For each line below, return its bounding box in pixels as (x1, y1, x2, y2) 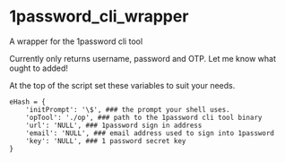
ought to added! (9, 63, 69, 73)
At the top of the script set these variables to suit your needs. (9, 80, 236, 90)
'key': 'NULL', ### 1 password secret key (25, 136, 186, 145)
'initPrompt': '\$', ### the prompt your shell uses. (25, 105, 230, 114)
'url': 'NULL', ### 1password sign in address (25, 121, 203, 130)
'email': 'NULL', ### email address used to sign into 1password (25, 128, 275, 138)
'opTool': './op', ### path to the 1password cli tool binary (25, 113, 263, 122)
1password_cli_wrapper (9, 6, 189, 27)
